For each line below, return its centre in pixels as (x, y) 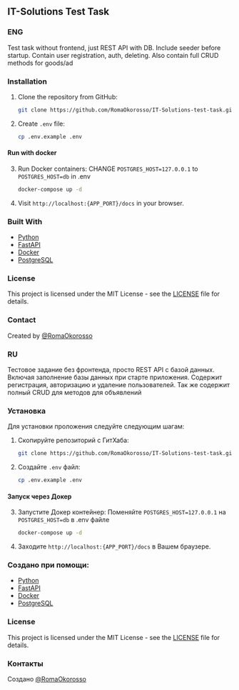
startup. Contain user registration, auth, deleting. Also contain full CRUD (113, 55)
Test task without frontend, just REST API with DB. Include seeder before (114, 47)
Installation (27, 81)
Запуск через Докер (40, 496)
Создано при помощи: (48, 565)
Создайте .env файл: (49, 467)
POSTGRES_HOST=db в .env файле (63, 520)
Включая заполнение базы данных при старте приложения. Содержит (115, 377)
